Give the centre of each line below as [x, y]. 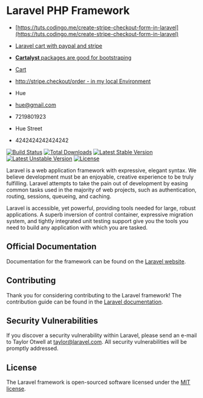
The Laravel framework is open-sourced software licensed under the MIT [98, 382]
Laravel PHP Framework [68, 11]
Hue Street [29, 128]
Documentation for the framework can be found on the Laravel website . [96, 261]
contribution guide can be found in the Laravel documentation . [85, 302]
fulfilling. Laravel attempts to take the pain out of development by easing [97, 183]
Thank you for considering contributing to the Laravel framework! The [94, 295]
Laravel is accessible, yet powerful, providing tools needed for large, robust [101, 208]
